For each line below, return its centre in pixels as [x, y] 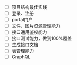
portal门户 [22, 20]
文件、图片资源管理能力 [36, 26]
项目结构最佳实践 [29, 7]
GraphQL [21, 57]
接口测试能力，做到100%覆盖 [42, 38]
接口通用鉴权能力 [29, 32]
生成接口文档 [25, 45]
